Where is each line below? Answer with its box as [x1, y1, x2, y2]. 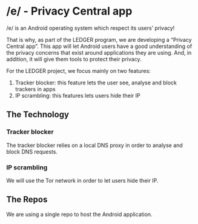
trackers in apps [15, 85, 56, 92]
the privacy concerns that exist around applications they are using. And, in [6, 49, 192, 56]
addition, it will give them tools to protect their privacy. [6, 55, 142, 63]
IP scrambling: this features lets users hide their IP [15, 92, 140, 99]
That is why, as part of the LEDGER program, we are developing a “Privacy [6, 36, 192, 43]
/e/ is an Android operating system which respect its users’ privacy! [6, 24, 175, 32]
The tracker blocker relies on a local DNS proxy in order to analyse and [6, 141, 183, 149]
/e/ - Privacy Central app [6, 4, 133, 18]
